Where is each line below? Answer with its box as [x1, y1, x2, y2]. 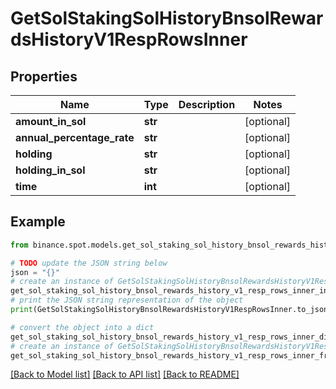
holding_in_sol [15, 163, 86, 177]
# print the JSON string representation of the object [10, 295, 244, 306]
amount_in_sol [15, 115, 87, 128]
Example [10, 213, 66, 231]
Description [178, 98, 236, 111]
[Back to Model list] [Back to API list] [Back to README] [10, 368, 240, 381]
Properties [10, 68, 78, 85]
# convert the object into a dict [10, 322, 155, 332]
